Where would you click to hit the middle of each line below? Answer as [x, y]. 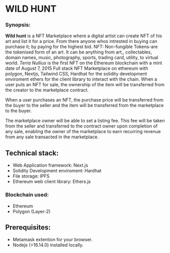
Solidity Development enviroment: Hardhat [57, 171]
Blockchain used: [27, 195]
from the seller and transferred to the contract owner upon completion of [81, 126]
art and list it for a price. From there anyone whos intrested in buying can [81, 41]
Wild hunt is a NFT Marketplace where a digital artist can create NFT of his [84, 36]
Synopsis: [18, 25]
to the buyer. [19, 111]
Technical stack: [32, 153]
